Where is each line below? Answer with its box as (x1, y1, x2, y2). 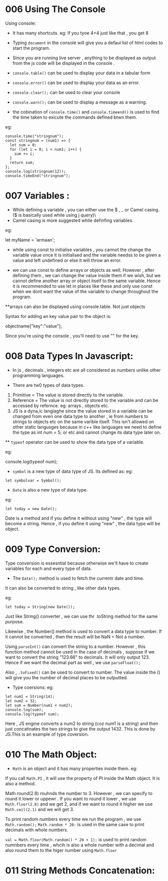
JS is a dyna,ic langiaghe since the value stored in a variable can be (12, 408, 153, 414)
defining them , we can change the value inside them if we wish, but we (12, 272, 161, 278)
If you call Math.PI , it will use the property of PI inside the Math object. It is (5, 775, 160, 781)
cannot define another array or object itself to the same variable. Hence (12, 278, 161, 284)
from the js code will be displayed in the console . (12, 60, 115, 66)
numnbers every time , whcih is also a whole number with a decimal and (5, 842, 154, 848)
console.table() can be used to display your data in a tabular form (12, 69, 150, 76)
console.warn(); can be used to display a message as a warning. (12, 99, 147, 105)
